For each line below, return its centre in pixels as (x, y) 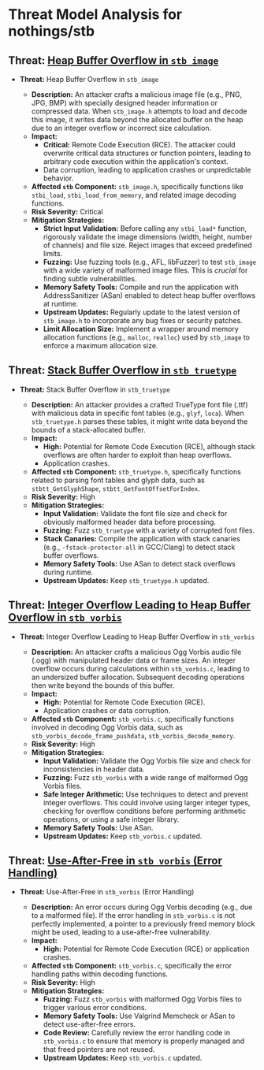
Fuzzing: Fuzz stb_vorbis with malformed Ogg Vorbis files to (142, 999)
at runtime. (61, 304)
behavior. (58, 178)
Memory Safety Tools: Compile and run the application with (141, 287)
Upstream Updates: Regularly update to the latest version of (141, 312)
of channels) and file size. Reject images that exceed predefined (147, 245)
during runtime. (68, 572)
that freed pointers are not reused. (99, 1050)
